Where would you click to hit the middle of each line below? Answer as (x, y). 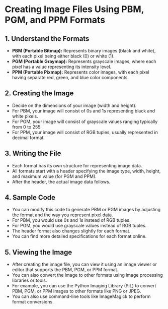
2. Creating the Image (39, 94)
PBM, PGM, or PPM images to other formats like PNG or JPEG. (76, 291)
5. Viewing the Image (38, 252)
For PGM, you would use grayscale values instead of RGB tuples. (79, 226)
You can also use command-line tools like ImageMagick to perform (81, 296)
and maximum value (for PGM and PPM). (54, 176)
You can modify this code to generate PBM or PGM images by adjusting (86, 210)
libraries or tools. (29, 280)
